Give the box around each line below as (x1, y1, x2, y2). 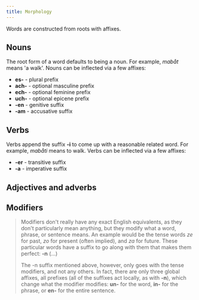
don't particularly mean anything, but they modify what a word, (20, 225, 176, 232)
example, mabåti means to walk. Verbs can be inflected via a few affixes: (6, 147, 186, 154)
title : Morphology (6, 8, 52, 15)
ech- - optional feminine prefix (14, 89, 91, 96)
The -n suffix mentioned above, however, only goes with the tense (20, 262, 184, 269)
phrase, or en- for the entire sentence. (20, 287, 116, 294)
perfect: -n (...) (20, 250, 58, 257)
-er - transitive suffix (14, 159, 66, 166)
